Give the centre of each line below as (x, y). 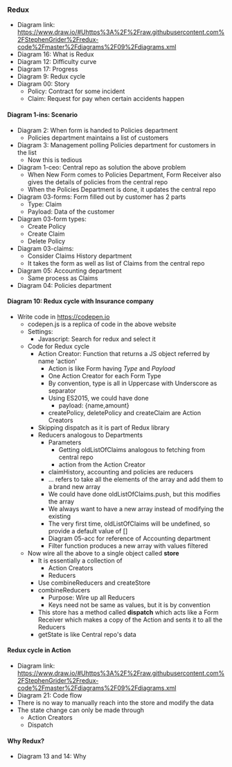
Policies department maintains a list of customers (98, 138)
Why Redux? (26, 741)
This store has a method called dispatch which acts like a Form (128, 612)
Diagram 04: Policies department (64, 285)
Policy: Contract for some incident (76, 91)
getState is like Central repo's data (87, 634)
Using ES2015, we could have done (98, 398)
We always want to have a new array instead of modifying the (136, 508)
